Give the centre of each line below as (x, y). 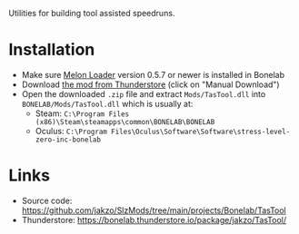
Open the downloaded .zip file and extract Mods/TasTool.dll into (144, 93)
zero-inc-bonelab (68, 140)
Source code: (47, 200)
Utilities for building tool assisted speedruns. (92, 13)
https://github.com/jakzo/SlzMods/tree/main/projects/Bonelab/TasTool (154, 210)
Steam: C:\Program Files (82, 113)
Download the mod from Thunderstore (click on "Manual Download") (150, 84)
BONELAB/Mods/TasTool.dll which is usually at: (107, 103)
